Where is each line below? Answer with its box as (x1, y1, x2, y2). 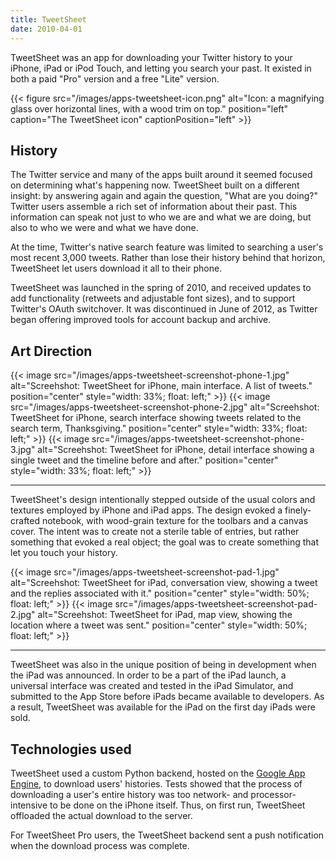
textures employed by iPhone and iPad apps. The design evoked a (10, 504, 283, 516)
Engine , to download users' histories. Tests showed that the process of (10, 777, 303, 790)
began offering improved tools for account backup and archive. (10, 314, 272, 326)
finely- (284, 504, 312, 516)
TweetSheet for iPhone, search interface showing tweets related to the (10, 412, 302, 424)
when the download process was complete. (10, 839, 190, 851)
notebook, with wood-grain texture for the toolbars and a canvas (41, 515, 309, 527)
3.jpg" (10, 444, 36, 456)
